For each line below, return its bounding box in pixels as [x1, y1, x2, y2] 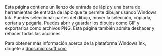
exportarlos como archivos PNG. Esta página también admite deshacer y [5, 25, 155, 31]
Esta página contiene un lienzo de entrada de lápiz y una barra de [5, 4, 141, 10]
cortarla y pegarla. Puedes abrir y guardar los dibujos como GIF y [5, 20, 140, 26]
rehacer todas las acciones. [5, 31, 62, 36]
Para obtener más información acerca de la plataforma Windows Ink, [5, 40, 146, 46]
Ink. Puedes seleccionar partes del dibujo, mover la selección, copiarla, [5, 15, 152, 20]
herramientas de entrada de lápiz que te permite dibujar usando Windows [5, 9, 157, 15]
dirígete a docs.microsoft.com [5, 46, 67, 51]
